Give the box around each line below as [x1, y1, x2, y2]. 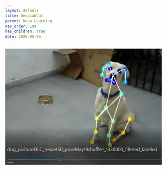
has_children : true [5, 29, 46, 34]
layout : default [5, 8, 39, 13]
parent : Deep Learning [5, 18, 52, 23]
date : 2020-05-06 [5, 34, 41, 39]
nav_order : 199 [5, 24, 37, 29]
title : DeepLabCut [5, 13, 43, 18]
